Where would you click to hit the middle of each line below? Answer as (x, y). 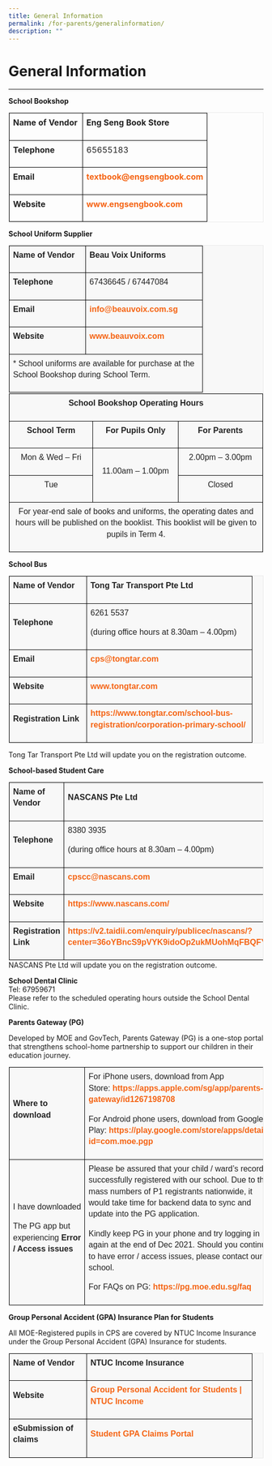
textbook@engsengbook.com (145, 177)
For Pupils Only (135, 430)
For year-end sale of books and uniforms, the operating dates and (136, 511)
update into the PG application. (144, 1214)
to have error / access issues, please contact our (176, 1256)
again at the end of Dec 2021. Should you (163, 1245)
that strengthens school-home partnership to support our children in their (131, 1047)
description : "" (36, 31)
